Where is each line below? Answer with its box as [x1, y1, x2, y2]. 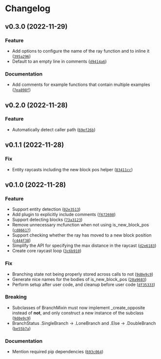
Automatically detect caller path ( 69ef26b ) [12, 126, 96, 132]
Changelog [5, 3, 51, 14]
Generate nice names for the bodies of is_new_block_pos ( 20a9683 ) [12, 276, 147, 282]
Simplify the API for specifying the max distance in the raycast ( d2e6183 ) [12, 242, 157, 249]
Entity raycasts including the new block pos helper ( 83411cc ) [12, 166, 133, 172]
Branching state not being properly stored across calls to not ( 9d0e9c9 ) [12, 271, 154, 277]
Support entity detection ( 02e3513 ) [12, 206, 81, 212]
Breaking [5, 294, 27, 300]
